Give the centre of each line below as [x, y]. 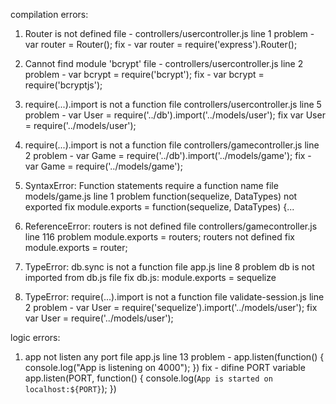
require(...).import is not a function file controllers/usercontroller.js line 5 [173, 104]
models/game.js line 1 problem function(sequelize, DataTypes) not [161, 196]
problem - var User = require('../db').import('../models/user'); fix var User [175, 115]
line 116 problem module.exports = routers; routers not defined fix [160, 237]
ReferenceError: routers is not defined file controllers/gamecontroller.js [171, 226]
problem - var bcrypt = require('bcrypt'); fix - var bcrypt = [144, 74]
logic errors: [35, 337]
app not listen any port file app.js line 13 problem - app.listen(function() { [174, 357]
